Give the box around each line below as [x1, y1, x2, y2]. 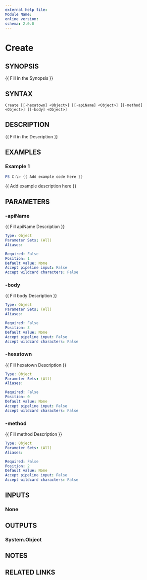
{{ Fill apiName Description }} [5, 224, 65, 230]
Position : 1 [5, 256, 30, 261]
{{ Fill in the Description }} [5, 133, 58, 139]
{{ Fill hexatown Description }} [5, 362, 67, 368]
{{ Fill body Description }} [5, 293, 57, 299]
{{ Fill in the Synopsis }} [5, 75, 53, 81]
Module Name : [5, 12, 32, 17]
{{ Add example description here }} [5, 183, 77, 189]
